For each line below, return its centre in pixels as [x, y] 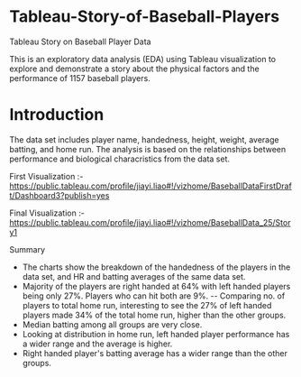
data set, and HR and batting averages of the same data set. [134, 276]
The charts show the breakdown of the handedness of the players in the [156, 267]
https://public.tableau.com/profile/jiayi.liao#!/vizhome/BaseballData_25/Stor [150, 222]
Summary [27, 249]
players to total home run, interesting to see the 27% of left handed [147, 305]
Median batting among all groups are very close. [112, 324]
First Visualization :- [46, 176]
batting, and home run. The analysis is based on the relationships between [148, 149]
